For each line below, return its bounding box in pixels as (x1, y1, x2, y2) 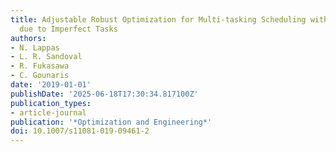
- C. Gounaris (10, 71, 70, 81)
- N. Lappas (10, 42, 60, 53)
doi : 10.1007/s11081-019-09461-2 (10, 126, 150, 136)
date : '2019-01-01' (10, 80, 92, 90)
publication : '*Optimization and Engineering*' (10, 117, 213, 127)
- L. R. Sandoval (10, 52, 83, 62)
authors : (10, 33, 47, 43)
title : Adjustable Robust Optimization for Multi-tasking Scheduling (10, 14, 307, 25)
